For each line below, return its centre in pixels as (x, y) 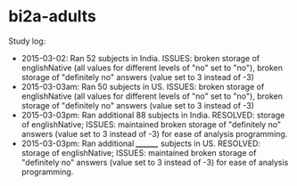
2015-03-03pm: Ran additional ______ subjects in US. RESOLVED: (140, 143)
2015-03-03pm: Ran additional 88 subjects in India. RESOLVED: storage (153, 115)
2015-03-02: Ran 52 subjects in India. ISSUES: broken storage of (140, 58)
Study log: (27, 41)
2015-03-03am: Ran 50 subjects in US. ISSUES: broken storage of (143, 86)
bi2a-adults (53, 16)
